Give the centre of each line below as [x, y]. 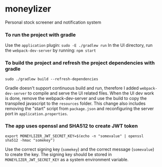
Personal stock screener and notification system [53, 22]
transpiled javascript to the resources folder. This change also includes [75, 103]
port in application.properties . [37, 113]
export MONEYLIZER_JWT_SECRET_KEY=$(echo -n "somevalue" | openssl [74, 136]
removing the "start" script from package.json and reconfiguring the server [80, 108]
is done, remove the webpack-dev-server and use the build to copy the [76, 98]
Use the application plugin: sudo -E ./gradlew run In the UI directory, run [79, 45]
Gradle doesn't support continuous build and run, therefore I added [72, 88]
